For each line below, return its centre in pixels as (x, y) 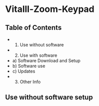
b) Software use (29, 66)
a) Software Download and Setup (46, 60)
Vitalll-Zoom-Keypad (50, 9)
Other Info (30, 82)
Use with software (38, 55)
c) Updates (24, 71)
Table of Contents (34, 28)
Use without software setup (49, 97)
